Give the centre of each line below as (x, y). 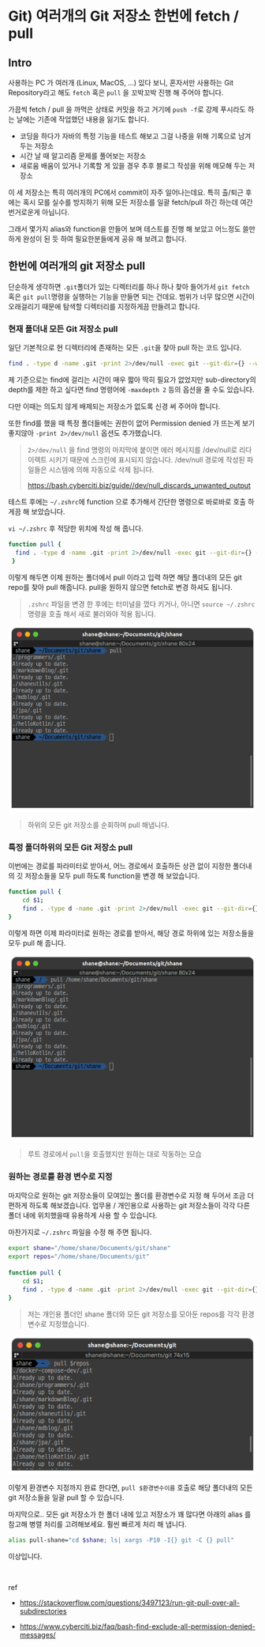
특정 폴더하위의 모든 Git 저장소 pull (71, 848)
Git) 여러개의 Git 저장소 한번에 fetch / (123, 16)
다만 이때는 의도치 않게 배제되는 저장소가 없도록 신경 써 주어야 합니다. (114, 406)
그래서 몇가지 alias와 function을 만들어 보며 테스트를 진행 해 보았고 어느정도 (125, 229)
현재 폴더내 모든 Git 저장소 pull (63, 329)
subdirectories (43, 1611)
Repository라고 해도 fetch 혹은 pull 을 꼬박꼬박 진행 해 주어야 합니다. (116, 93)
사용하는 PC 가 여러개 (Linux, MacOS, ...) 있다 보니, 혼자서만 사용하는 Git (121, 83)
